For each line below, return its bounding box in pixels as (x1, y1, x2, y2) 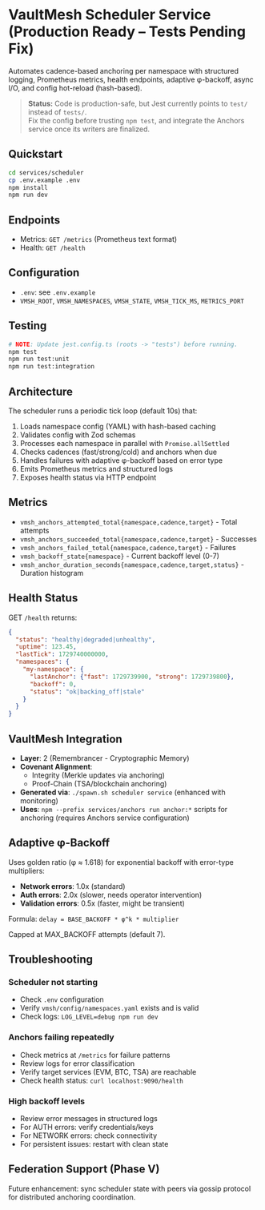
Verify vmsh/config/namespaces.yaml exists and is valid (19, 1003, 199, 1013)
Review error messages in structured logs (19, 1114, 158, 1124)
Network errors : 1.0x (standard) (19, 881, 126, 890)
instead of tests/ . (27, 107, 87, 117)
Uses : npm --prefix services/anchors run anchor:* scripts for (19, 804, 228, 814)
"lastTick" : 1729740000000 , (15, 650, 110, 658)
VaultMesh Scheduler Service (8, 6, 211, 24)
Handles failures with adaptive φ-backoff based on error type (19, 456, 223, 465)
